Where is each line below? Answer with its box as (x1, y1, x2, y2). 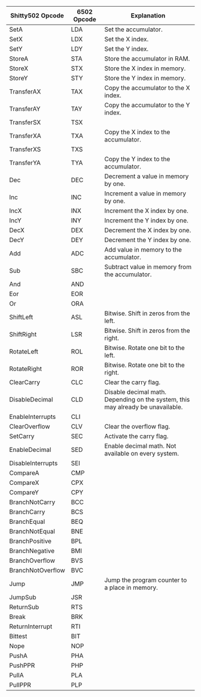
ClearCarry (9, 378, 41, 386)
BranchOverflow (9, 557, 56, 565)
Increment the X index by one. (104, 207, 188, 215)
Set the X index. (104, 35, 149, 43)
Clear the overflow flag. (104, 423, 170, 430)
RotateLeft (9, 348, 39, 355)
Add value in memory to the (104, 246, 182, 254)
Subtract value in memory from (104, 263, 192, 271)
